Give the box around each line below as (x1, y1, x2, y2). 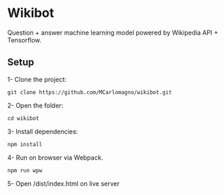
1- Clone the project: (7, 75, 67, 83)
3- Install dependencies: (7, 127, 78, 136)
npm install (7, 141, 42, 148)
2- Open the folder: (7, 101, 64, 110)
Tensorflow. (7, 35, 42, 44)
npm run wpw (7, 167, 42, 174)
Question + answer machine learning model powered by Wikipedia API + (7, 28, 218, 37)
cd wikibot (7, 114, 40, 122)
